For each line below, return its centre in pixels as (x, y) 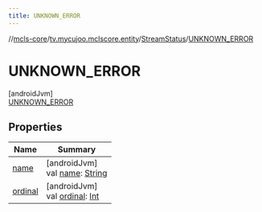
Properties (35, 126)
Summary (77, 149)
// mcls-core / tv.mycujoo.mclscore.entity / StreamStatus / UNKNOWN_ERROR (131, 39)
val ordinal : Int (73, 196)
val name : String (77, 173)
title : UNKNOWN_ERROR (45, 16)
